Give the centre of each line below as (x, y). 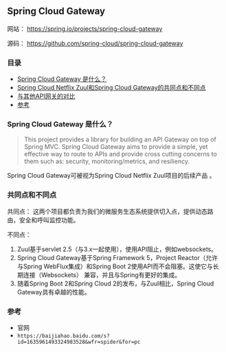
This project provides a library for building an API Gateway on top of (120, 139)
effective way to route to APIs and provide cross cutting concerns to (121, 154)
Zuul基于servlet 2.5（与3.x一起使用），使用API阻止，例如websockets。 (117, 249)
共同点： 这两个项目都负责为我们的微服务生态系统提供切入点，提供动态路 (110, 211)
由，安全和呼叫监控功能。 (43, 220)
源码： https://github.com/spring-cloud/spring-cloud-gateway (95, 43)
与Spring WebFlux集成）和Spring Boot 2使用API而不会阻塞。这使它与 (115, 266)
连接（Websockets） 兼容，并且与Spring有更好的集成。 (102, 274)
